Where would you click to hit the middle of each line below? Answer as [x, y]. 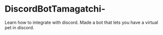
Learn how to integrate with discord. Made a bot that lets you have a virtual [81, 22]
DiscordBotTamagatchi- [55, 9]
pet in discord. [19, 27]
